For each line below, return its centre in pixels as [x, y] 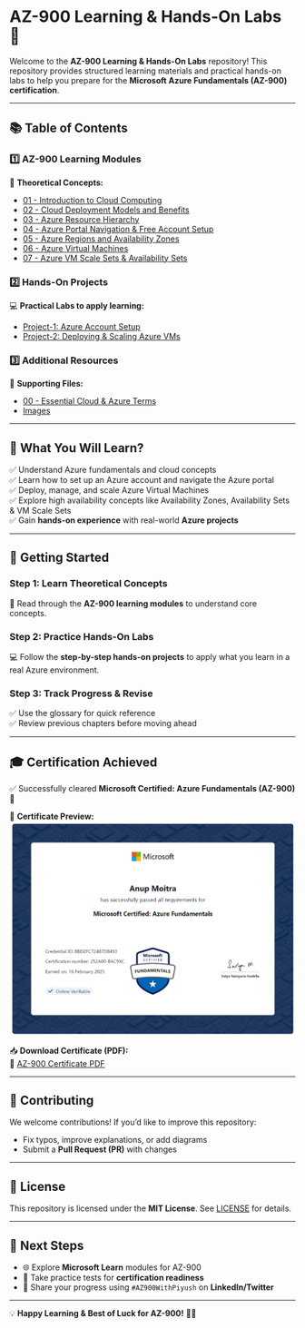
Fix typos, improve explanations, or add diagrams [115, 1140]
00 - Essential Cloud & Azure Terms [89, 401]
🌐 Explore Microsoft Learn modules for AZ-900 [112, 1267]
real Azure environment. [54, 670]
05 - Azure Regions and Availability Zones [101, 239]
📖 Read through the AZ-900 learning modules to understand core [133, 603]
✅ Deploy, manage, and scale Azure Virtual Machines [109, 490]
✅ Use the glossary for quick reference [83, 713]
